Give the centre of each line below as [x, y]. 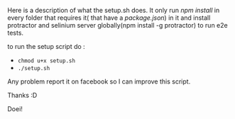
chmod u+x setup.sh [47, 61]
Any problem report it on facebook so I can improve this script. [99, 81]
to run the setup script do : [46, 46]
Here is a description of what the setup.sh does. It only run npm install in [114, 10]
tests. [15, 33]
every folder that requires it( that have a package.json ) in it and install [109, 18]
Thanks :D [22, 95]
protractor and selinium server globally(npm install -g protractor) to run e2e [118, 25]
